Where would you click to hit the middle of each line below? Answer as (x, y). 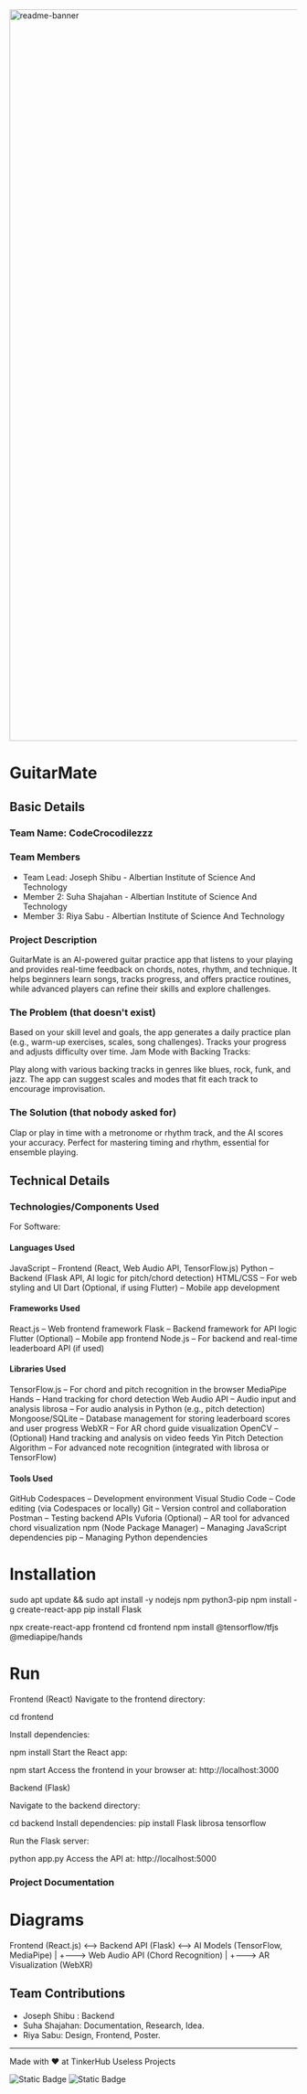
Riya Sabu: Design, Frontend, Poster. (91, 2035)
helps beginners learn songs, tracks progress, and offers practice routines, (150, 979)
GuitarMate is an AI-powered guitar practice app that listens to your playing (151, 960)
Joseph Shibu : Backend (69, 2015)
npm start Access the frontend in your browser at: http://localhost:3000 (144, 1770)
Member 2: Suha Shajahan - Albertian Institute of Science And (140, 896)
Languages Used (42, 1247)
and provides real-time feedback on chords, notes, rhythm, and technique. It (153, 969)
